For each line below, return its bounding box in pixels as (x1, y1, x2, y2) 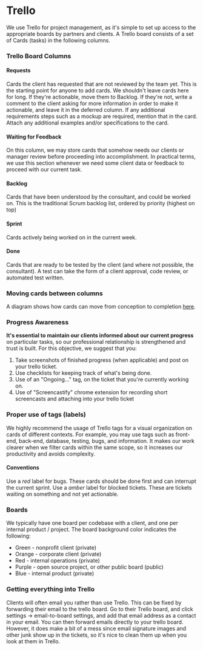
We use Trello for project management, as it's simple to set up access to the (6, 24, 196, 31)
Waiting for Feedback (6, 133, 62, 140)
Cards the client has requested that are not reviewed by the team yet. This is (6, 80, 197, 88)
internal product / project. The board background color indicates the (6, 526, 177, 533)
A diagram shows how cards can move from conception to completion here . (6, 303, 196, 310)
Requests (6, 67, 31, 74)
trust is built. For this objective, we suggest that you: (6, 344, 137, 352)
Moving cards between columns (6, 289, 103, 298)
